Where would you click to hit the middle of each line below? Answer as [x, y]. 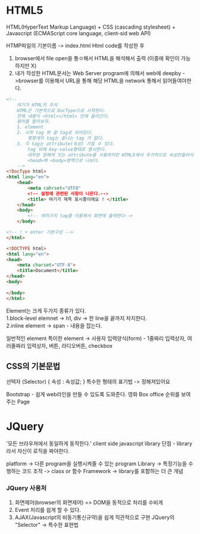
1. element [30, 127]
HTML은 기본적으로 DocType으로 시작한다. [61, 110]
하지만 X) [26, 66]
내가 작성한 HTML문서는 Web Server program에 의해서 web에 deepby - [100, 73]
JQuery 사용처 [26, 488]
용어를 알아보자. [34, 122]
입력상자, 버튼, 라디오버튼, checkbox [70, 345]
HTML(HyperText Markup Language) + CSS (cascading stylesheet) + [91, 27]
